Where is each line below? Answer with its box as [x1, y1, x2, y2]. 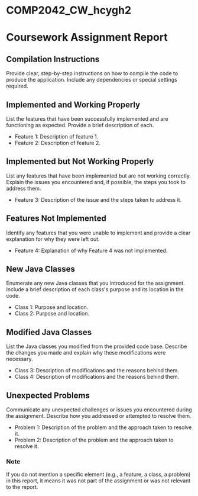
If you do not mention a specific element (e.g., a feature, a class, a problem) [6, 471, 191, 478]
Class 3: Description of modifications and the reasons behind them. [14, 367, 179, 374]
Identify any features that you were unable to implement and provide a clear [6, 229, 191, 236]
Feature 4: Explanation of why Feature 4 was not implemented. [14, 247, 168, 254]
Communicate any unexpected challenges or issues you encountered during [6, 406, 192, 413]
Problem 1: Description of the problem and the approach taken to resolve [14, 424, 192, 431]
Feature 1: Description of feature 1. [14, 133, 99, 140]
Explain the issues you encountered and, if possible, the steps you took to [6, 178, 186, 185]
